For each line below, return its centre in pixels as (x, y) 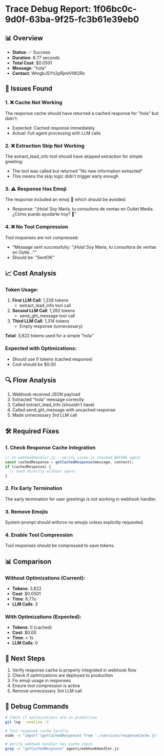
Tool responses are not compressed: (42, 238)
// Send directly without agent (42, 471)
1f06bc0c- (115, 9)
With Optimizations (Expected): (43, 617)
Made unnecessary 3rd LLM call (44, 415)
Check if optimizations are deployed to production (62, 675)
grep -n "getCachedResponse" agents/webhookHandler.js (62, 749)
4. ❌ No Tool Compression (37, 227)
